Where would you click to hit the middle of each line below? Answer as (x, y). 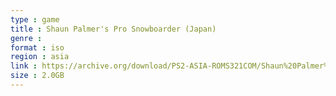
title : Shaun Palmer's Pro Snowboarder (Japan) (113, 29)
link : (24, 66)
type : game (35, 19)
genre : (26, 38)
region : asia (40, 57)
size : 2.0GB (37, 76)
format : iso (37, 47)
